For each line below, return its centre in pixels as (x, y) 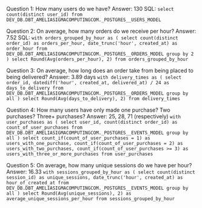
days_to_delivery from (35, 88)
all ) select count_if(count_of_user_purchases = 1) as (78, 138)
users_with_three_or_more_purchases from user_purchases (80, 154)
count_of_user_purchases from (45, 127)
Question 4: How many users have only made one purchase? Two (89, 110)
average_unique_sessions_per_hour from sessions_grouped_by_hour (90, 199)
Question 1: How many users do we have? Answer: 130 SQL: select (90, 9)
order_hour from (27, 49)
